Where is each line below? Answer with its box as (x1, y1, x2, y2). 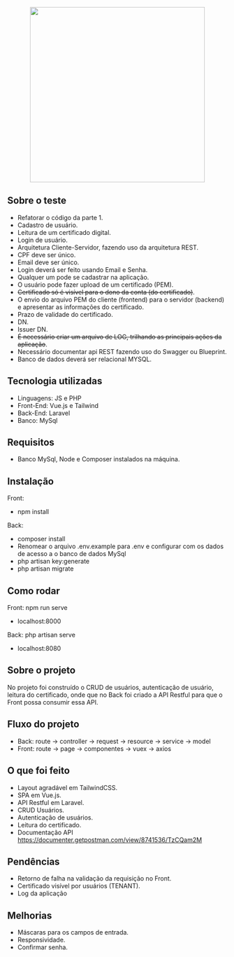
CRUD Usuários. (17, 806, 65, 814)
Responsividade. (17, 936, 66, 944)
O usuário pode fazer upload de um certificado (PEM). (17, 280, 174, 289)
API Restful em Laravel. (17, 798, 85, 806)
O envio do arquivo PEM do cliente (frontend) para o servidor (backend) (17, 295, 225, 304)
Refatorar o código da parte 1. (17, 213, 103, 222)
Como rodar (7, 585, 61, 597)
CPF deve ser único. (17, 250, 76, 259)
